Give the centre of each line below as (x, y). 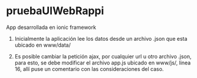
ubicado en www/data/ (42, 45)
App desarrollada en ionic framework (51, 27)
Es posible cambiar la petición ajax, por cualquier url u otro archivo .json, (103, 56)
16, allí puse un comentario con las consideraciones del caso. (89, 69)
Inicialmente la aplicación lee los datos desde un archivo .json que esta (101, 38)
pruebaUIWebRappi (55, 11)
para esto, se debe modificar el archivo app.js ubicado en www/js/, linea (103, 63)
